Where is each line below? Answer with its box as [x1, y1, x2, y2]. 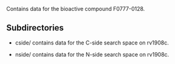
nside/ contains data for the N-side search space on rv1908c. [15, 51, 170, 58]
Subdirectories [6, 23, 64, 33]
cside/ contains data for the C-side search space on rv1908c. [15, 39, 169, 46]
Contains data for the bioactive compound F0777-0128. [6, 5, 145, 12]
